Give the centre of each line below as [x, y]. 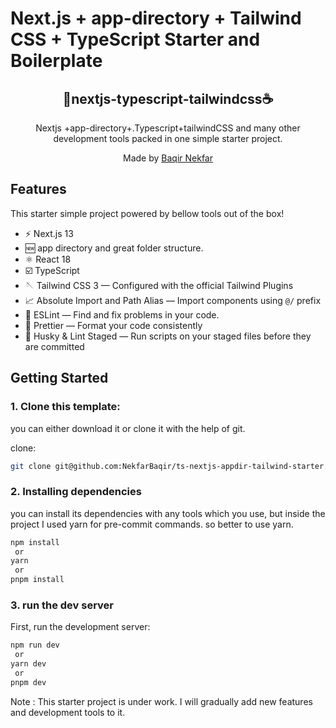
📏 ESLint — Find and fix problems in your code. [122, 314]
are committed [54, 346]
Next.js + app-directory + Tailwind [156, 18]
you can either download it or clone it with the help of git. [128, 428]
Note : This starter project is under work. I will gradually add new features [161, 701]
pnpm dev [28, 682]
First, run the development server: [80, 627]
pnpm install [37, 580]
